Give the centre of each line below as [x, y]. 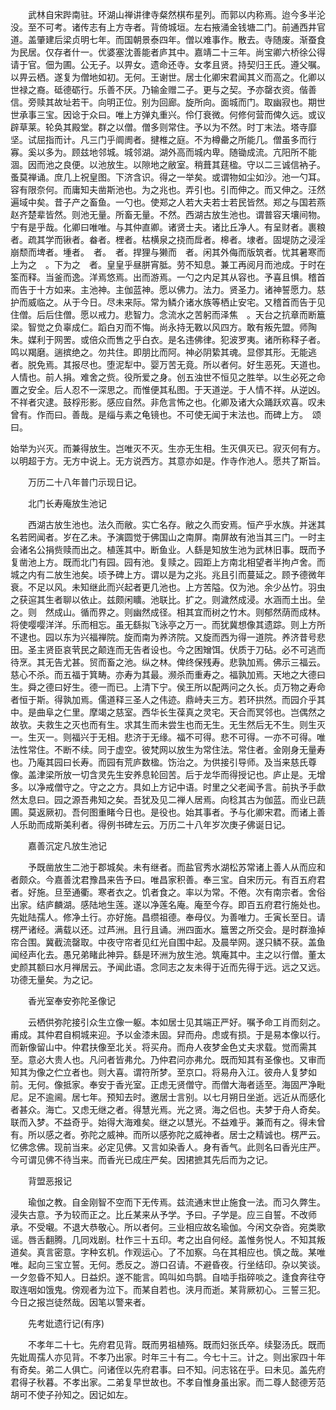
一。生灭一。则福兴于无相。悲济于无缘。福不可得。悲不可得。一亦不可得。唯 [168, 737]
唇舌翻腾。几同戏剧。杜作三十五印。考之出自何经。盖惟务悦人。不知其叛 [176, 1239]
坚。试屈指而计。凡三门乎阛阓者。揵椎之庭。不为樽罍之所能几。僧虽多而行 [163, 139]
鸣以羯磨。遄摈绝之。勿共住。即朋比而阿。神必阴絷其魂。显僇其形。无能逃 [163, 352]
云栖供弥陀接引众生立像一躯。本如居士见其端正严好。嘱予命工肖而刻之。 [176, 1022]
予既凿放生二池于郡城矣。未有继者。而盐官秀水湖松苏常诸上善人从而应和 [176, 867]
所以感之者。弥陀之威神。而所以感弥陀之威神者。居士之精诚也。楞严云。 [176, 1134]
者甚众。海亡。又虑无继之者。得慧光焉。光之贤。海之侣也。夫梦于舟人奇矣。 [168, 1109]
